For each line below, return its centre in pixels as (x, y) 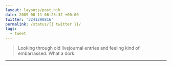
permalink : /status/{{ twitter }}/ (43, 24)
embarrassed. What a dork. (47, 53)
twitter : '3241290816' (29, 19)
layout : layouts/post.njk (33, 10)
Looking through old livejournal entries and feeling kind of (79, 48)
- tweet (18, 34)
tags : (11, 29)
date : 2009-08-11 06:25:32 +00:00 (42, 15)
